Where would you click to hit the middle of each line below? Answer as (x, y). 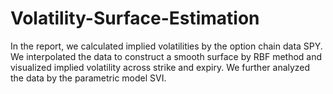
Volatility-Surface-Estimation (135, 18)
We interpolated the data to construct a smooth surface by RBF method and (166, 56)
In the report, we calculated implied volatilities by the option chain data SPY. (166, 46)
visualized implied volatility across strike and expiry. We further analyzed (160, 67)
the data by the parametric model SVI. (88, 78)
